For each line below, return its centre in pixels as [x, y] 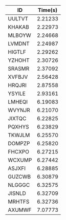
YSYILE [17, 93]
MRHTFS [19, 202]
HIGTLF [17, 52]
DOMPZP [19, 144]
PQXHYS [18, 127]
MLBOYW [20, 35]
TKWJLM [19, 135]
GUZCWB [19, 177]
